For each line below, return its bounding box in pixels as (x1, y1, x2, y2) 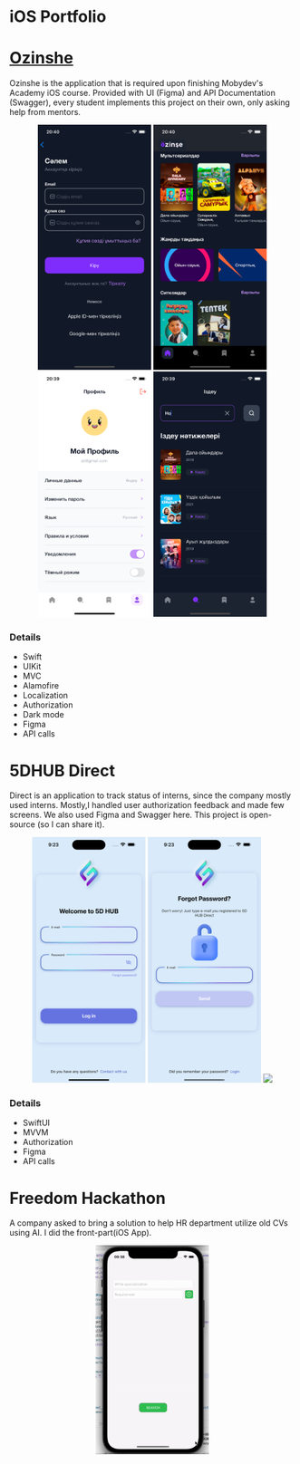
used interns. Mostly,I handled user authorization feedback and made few (9, 800, 285, 811)
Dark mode (22, 709, 65, 720)
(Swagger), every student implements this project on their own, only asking (9, 97, 290, 108)
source (9, 819, 36, 830)
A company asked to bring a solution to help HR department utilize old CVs (9, 1218, 288, 1228)
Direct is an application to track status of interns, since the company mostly (9, 790, 292, 801)
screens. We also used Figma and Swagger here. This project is (9, 809, 247, 821)
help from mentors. (9, 107, 82, 118)
